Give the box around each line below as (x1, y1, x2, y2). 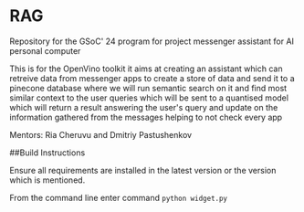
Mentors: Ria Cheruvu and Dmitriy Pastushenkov (9, 129, 193, 140)
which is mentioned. (9, 175, 86, 185)
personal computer (9, 45, 81, 56)
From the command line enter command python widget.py (9, 192, 228, 203)
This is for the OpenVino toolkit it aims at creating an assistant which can (9, 63, 283, 74)
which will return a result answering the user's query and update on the (9, 101, 278, 112)
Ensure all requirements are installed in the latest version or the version (9, 164, 277, 175)
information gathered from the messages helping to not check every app (9, 111, 283, 122)
